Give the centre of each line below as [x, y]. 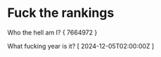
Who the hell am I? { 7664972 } [52, 32]
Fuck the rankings [61, 13]
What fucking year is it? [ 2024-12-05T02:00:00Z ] [81, 46]
